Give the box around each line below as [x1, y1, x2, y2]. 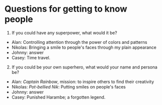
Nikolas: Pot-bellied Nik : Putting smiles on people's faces [11, 84, 126, 89]
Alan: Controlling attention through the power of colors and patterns [11, 39, 147, 45]
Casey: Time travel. [11, 54, 50, 60]
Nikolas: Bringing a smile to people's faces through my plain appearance [11, 44, 157, 50]
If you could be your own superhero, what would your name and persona [11, 64, 158, 70]
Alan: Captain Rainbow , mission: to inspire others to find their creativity [11, 79, 154, 85]
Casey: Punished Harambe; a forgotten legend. [11, 94, 106, 100]
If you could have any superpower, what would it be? [11, 30, 117, 35]
